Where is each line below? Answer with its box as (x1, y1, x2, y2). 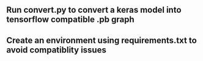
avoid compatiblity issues (6, 45, 107, 55)
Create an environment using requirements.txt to (6, 35, 197, 45)
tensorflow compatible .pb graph (6, 15, 135, 25)
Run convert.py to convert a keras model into (6, 5, 182, 15)
